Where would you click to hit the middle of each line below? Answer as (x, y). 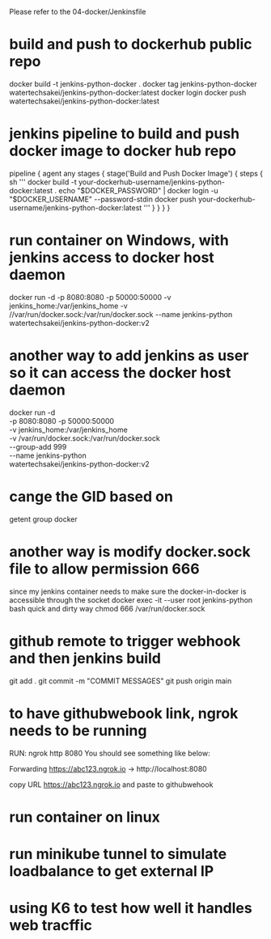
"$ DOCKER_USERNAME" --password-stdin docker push (103, 199)
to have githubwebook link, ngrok (124, 713)
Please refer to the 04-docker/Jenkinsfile (78, 12)
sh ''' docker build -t (43, 182)
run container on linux (85, 817)
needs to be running (78, 730)
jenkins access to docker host (112, 258)
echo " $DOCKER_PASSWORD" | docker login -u (139, 190)
